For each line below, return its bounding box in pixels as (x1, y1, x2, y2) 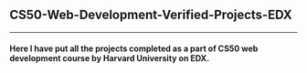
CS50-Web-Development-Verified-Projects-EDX (9, 7, 292, 23)
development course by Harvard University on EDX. (9, 53, 210, 64)
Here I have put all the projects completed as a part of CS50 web (9, 43, 259, 54)
